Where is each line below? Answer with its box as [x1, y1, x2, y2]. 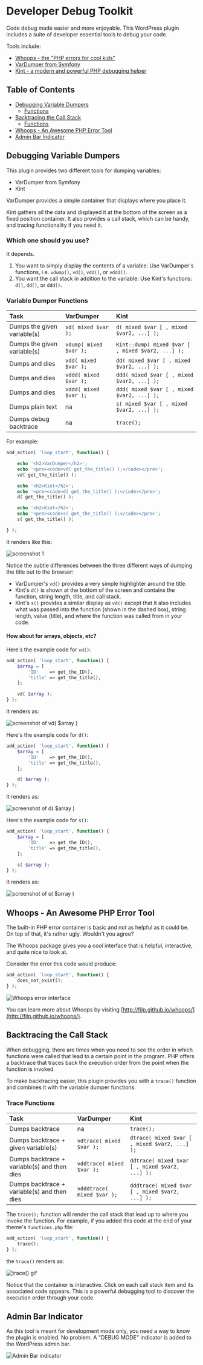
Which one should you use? [6, 236, 89, 245]
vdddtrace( [77, 1185, 109, 1192]
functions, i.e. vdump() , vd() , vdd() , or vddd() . [14, 268, 128, 275]
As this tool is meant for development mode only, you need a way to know [6, 1327, 190, 1335]
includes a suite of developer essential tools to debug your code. [6, 30, 168, 38]
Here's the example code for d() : [6, 731, 89, 739]
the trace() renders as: [6, 1257, 65, 1265]
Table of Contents [6, 85, 76, 95]
